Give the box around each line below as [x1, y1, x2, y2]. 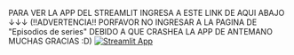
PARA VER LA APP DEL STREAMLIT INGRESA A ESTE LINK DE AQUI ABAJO [8, 8, 285, 18]
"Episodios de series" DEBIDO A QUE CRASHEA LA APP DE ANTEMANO [8, 27, 273, 36]
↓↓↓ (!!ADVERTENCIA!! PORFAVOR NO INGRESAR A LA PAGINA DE [8, 17, 258, 27]
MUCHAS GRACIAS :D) [8, 35, 92, 46]
